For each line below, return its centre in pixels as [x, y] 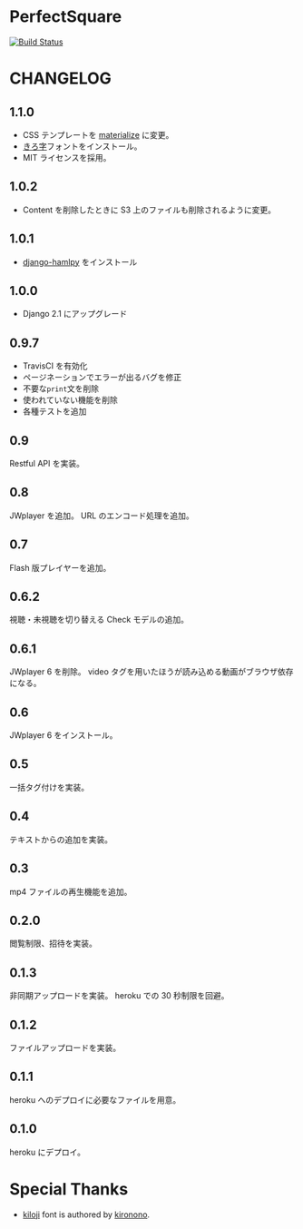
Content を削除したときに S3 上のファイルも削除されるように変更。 [149, 210]
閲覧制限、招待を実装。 [53, 944]
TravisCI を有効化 [55, 366]
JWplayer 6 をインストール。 [64, 735]
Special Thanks [69, 1189]
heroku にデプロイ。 [48, 1152]
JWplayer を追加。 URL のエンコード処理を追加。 [102, 516]
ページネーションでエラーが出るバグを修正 [102, 378]
